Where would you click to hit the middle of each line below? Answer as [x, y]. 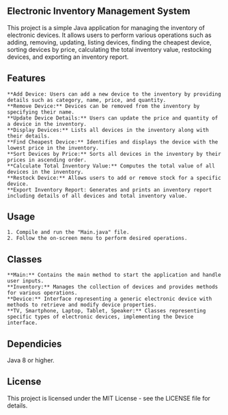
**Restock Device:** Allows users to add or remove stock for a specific [114, 178]
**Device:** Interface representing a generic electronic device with [110, 299]
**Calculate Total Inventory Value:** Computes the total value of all [111, 166]
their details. [29, 136]
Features [26, 78]
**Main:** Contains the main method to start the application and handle [114, 275]
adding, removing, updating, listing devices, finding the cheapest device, [109, 42]
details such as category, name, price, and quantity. [87, 100]
